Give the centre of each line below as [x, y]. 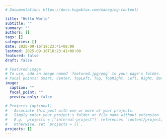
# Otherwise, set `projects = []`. [44, 125]
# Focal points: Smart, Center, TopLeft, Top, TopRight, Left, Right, [80, 78]
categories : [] [21, 42]
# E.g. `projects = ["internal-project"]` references [64, 120]
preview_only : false [31, 97]
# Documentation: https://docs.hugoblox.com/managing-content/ [72, 10]
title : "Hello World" [28, 19]
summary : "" [17, 28]
